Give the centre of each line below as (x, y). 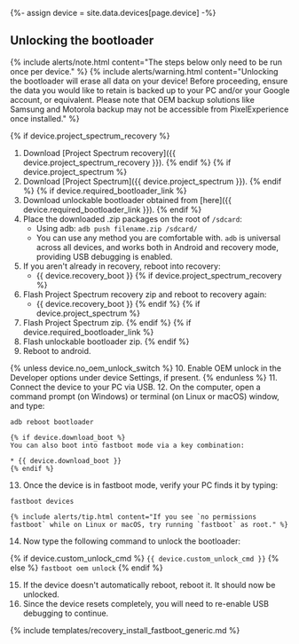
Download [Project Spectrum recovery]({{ (99, 153)
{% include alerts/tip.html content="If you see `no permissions (133, 517)
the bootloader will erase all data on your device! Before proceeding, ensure (149, 81)
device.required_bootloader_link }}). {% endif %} (112, 209)
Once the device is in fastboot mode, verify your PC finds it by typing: (150, 485)
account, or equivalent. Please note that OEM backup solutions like (133, 99)
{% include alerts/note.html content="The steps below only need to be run (146, 62)
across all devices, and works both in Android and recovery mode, (157, 247)
